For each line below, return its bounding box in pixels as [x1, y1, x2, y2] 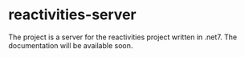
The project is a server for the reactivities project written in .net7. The [8, 32, 238, 42]
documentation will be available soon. [8, 40, 133, 50]
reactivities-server [8, 6, 137, 24]
